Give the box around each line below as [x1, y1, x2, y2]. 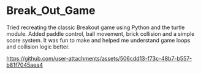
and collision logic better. [6, 43, 70, 50]
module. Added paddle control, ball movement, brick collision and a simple [6, 30, 195, 37]
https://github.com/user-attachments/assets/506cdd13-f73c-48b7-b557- [6, 55, 192, 62]
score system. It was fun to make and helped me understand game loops [6, 36, 191, 44]
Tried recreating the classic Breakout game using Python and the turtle [6, 24, 185, 31]
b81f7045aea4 [6, 61, 44, 69]
